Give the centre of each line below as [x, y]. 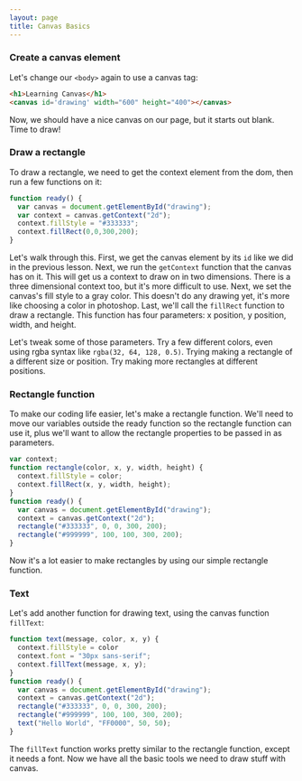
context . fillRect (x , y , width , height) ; [94, 485]
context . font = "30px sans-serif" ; [84, 656]
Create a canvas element [65, 58]
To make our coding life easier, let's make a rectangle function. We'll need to [151, 414]
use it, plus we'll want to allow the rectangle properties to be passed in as [146, 433]
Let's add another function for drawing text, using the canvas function [139, 613]
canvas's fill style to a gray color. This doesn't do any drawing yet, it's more [150, 296]
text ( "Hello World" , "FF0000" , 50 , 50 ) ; [94, 723]
